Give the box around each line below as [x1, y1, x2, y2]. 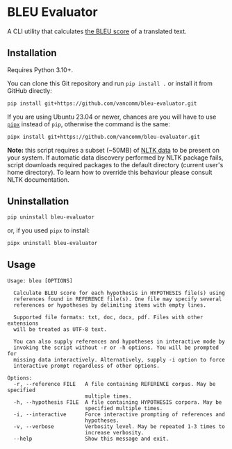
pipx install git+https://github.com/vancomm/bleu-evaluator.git [7, 133, 200, 140]
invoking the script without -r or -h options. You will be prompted [13, 344, 219, 351]
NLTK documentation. [7, 175, 69, 184]
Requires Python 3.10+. [7, 65, 74, 74]
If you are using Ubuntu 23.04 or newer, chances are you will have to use [7, 112, 217, 121]
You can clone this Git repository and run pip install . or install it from [7, 79, 213, 87]
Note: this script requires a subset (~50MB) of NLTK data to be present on [7, 146, 220, 154]
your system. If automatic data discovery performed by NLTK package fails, [7, 153, 224, 162]
